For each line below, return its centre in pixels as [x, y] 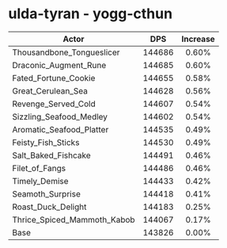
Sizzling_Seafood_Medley [60, 116]
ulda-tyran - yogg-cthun [90, 14]
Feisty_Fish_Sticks [46, 142]
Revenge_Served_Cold [54, 104]
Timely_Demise [40, 181]
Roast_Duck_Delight [49, 207]
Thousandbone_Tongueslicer [66, 52]
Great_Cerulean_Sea [50, 90]
